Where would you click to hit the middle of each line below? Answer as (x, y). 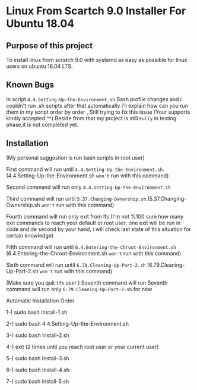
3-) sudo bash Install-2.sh (38, 335)
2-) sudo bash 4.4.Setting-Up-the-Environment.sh (68, 323)
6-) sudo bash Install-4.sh (38, 370)
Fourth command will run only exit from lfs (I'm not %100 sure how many (95, 216)
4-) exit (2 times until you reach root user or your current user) (82, 347)
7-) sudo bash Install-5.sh (38, 381)
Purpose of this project (50, 46)
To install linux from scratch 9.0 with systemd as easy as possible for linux (97, 60)
